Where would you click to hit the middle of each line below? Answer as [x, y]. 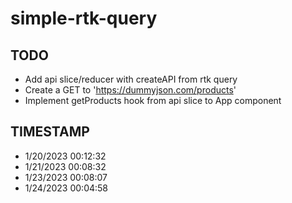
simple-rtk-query [84, 18]
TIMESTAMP [50, 132]
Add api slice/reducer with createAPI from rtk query [131, 79]
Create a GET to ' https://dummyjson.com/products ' [130, 90]
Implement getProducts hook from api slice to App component [153, 100]
